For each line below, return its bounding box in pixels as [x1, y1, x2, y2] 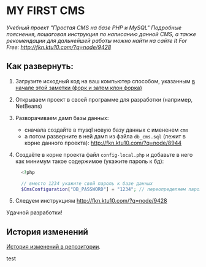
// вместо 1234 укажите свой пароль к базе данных [21, 180, 153, 187]
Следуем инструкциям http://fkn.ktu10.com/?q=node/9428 [15, 197, 167, 205]
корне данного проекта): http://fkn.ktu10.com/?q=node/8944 [24, 139, 182, 146]
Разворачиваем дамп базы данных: [15, 114, 109, 121]
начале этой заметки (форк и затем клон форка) [15, 84, 142, 91]
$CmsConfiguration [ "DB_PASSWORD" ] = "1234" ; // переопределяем [21, 186, 186, 192]
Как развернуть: [6, 61, 74, 72]
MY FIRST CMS [6, 4, 85, 18]
